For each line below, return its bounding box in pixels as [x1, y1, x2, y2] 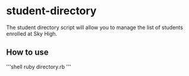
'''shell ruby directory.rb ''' [6, 63, 71, 70]
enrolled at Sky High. [6, 30, 58, 37]
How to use [6, 47, 49, 58]
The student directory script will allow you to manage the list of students [6, 24, 183, 31]
